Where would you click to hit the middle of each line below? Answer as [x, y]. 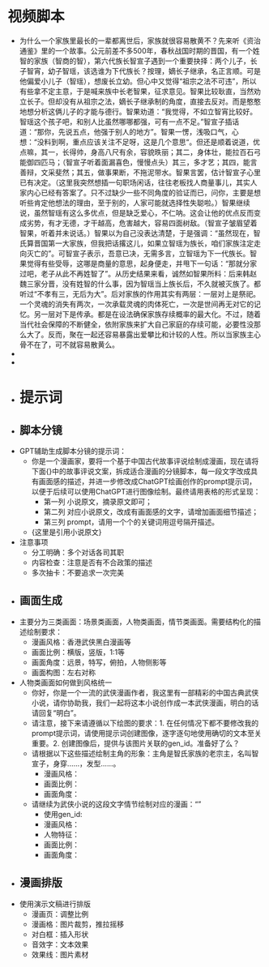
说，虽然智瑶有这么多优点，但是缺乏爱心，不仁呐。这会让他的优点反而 [137, 212]
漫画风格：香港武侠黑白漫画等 [81, 642]
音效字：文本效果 [60, 944]
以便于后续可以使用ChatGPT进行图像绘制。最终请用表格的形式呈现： [146, 491]
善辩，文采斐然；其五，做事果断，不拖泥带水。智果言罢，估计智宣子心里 [140, 172]
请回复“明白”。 [56, 712]
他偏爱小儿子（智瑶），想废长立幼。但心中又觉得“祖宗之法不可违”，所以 [138, 81]
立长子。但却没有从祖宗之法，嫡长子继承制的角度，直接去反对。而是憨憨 [140, 101]
